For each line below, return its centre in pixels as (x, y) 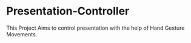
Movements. (22, 34)
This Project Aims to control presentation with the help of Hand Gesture (95, 28)
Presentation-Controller (68, 11)
